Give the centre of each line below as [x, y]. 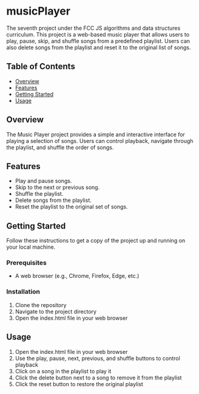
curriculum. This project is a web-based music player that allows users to [98, 34]
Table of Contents [41, 67]
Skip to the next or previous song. [57, 187]
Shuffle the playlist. [39, 194]
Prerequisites [26, 263]
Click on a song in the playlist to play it [63, 371]
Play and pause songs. [43, 181]
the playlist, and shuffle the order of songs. [60, 147]
